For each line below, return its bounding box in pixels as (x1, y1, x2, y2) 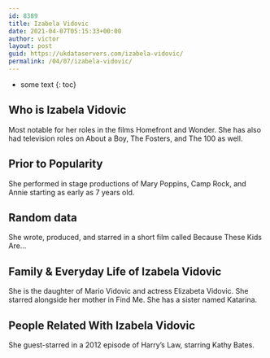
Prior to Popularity (8, 157, 103, 171)
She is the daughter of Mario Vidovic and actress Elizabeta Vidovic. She (8, 286, 249, 296)
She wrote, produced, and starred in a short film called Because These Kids (8, 233, 263, 242)
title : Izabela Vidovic (8, 20, 89, 28)
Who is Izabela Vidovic (8, 103, 127, 117)
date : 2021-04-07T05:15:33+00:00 (8, 27, 122, 35)
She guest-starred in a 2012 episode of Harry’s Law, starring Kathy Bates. (8, 339, 255, 350)
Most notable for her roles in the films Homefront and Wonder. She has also (8, 124, 262, 134)
